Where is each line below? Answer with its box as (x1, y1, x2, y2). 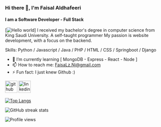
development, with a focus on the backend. (5, 37, 92, 43)
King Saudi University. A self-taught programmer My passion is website (5, 33, 149, 38)
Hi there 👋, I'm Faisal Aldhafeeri (5, 4, 81, 11)
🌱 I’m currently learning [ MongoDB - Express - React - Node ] (12, 56, 138, 62)
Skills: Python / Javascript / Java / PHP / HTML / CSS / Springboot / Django (5, 47, 157, 53)
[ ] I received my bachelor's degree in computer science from (5, 27, 155, 33)
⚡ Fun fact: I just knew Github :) (12, 69, 76, 75)
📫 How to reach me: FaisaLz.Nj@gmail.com (12, 62, 101, 68)
